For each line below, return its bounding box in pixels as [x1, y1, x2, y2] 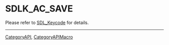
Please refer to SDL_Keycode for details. [5, 19, 89, 25]
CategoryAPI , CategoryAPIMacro [5, 33, 73, 40]
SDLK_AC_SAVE [5, 3, 73, 14]
